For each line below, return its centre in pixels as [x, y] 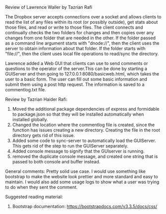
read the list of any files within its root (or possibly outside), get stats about [82, 22]
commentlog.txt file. [26, 90]
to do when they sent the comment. [41, 187]
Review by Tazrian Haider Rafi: [36, 99]
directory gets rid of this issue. [44, 135]
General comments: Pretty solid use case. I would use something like [76, 171]
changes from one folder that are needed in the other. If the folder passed [81, 38]
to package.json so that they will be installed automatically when [78, 114]
